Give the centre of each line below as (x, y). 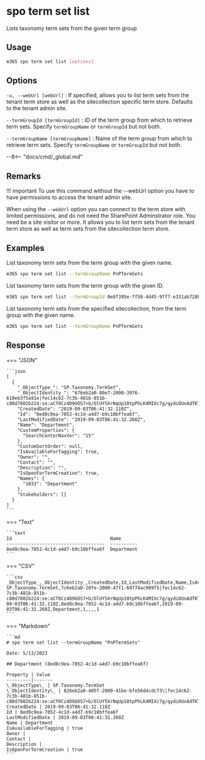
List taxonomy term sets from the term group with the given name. (89, 263)
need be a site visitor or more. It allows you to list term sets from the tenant (101, 222)
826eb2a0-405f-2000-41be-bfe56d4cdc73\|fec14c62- (128, 691)
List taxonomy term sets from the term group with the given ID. (85, 285)
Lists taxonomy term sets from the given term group (72, 28)
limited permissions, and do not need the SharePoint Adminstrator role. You (101, 216)
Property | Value (28, 674)
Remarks (24, 176)
